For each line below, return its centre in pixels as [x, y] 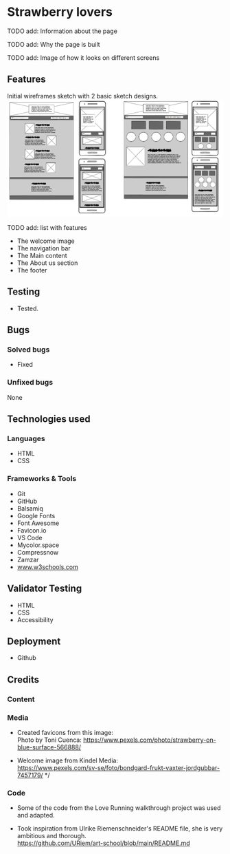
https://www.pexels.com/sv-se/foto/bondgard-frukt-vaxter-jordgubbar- [118, 767]
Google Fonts [36, 515]
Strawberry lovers [60, 12]
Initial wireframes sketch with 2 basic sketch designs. [83, 96]
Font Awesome [38, 523]
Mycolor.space [38, 545]
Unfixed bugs [30, 383]
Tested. [28, 308]
